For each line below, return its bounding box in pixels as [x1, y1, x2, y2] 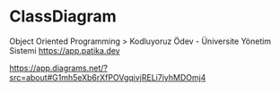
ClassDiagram [9, 6, 117, 27]
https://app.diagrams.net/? [9, 63, 109, 73]
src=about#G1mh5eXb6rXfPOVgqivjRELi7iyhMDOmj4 [9, 71, 206, 82]
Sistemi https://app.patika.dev [9, 45, 120, 55]
